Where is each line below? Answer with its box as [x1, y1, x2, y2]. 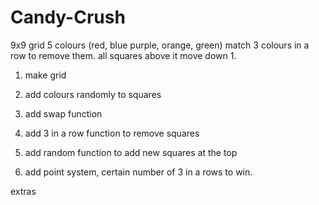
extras [10, 185, 37, 197]
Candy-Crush [10, 6, 126, 29]
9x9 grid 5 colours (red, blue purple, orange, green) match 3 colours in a [10, 39, 310, 51]
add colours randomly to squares [24, 88, 162, 100]
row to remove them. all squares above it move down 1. [10, 49, 237, 61]
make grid [24, 69, 67, 81]
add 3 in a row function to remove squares [24, 127, 200, 139]
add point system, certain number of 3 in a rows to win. [24, 166, 253, 178]
